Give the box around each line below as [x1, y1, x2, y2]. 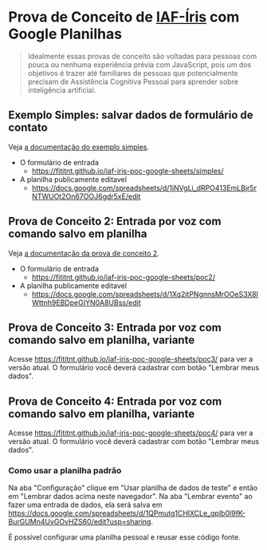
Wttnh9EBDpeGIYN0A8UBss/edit [31, 298, 141, 307]
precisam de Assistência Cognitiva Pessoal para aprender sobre [27, 77, 239, 86]
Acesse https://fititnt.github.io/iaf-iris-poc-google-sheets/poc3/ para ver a [8, 354, 253, 364]
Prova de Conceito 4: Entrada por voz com [8, 394, 222, 408]
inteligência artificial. [27, 85, 96, 95]
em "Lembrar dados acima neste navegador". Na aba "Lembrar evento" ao [8, 492, 253, 501]
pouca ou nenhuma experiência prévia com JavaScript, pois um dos [27, 60, 252, 69]
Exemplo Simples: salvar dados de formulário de [8, 109, 253, 122]
